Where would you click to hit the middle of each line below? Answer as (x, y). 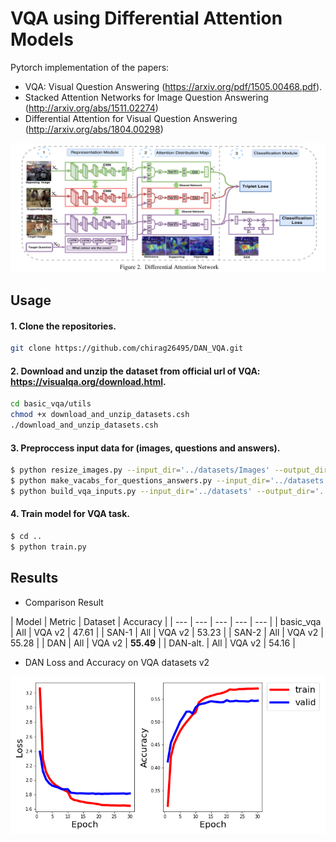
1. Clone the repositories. (63, 326)
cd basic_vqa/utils (51, 404)
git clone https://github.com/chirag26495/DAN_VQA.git (127, 348)
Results (34, 578)
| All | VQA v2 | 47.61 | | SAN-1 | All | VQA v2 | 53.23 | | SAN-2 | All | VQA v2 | (167, 632)
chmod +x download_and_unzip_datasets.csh (100, 415)
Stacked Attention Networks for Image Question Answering (146, 97)
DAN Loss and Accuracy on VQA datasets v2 (117, 662)
